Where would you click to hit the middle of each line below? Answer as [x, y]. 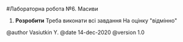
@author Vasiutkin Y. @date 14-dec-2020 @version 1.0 [76, 32]
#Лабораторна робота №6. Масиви [52, 9]
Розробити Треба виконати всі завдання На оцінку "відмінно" [96, 20]
